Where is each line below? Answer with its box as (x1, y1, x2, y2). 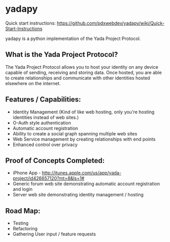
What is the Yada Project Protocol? (5, 50, 118, 59)
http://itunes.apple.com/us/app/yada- (41, 170, 122, 176)
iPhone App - (12, 170, 41, 176)
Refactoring (12, 226, 38, 232)
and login (12, 186, 33, 192)
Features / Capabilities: (5, 95, 81, 104)
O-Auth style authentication (12, 119, 71, 126)
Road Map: (5, 206, 41, 215)
